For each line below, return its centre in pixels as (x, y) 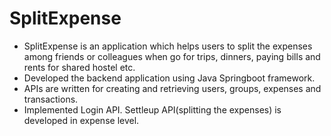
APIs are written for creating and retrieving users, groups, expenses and (172, 88)
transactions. (51, 99)
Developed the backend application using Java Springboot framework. (169, 78)
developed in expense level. (81, 120)
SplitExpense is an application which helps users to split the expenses (168, 46)
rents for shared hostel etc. (79, 67)
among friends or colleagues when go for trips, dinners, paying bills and (172, 56)
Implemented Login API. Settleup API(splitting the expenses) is (152, 109)
